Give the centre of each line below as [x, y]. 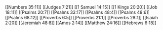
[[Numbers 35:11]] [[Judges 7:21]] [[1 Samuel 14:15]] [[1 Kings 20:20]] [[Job [81, 7]
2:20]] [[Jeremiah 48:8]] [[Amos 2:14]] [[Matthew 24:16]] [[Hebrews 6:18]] [81, 23]
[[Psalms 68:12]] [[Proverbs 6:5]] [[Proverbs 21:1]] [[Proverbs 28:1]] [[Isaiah [81, 17]
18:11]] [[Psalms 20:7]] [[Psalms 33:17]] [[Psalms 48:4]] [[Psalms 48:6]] [77, 12]
